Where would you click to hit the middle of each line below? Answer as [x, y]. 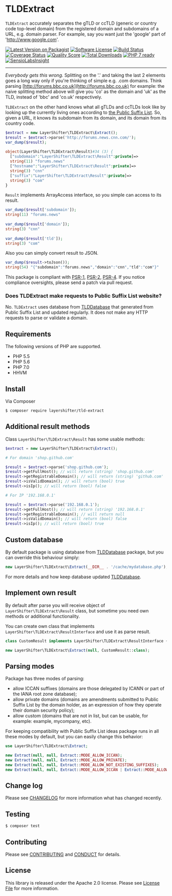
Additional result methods [48, 427]
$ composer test [23, 826]
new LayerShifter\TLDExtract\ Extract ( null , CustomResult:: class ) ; [78, 650]
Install [15, 389]
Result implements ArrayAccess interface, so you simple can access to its [83, 195]
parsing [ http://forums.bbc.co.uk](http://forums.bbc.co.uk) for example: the [85, 86]
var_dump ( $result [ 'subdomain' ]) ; [41, 210]
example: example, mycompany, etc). [52, 721]
